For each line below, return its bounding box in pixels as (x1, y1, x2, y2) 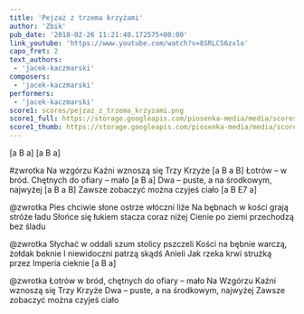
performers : (9, 89, 54, 98)
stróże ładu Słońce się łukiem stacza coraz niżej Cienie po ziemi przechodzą (9, 212, 294, 222)
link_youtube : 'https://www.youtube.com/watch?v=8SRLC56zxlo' (9, 38, 249, 48)
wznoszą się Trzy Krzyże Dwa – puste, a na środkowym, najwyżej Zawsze (9, 285, 286, 295)
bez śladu (9, 221, 46, 232)
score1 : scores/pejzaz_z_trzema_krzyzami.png (9, 106, 184, 115)
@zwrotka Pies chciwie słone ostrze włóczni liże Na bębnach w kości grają (9, 202, 290, 213)
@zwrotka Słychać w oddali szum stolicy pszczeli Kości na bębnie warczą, (9, 239, 288, 249)
